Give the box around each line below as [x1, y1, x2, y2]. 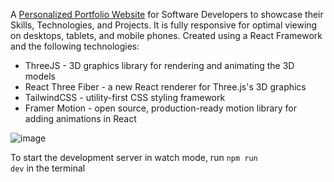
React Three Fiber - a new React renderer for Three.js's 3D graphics [24, 81, 307, 93]
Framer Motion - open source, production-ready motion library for [24, 102, 298, 114]
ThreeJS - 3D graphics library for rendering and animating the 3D [24, 60, 295, 71]
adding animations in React [24, 113, 137, 124]
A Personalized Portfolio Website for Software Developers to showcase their [10, 9, 324, 20]
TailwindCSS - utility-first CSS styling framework [24, 92, 226, 103]
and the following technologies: [10, 40, 140, 52]
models [24, 70, 56, 82]
